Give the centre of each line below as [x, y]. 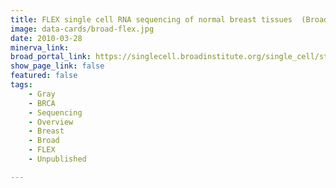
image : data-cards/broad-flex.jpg [82, 29]
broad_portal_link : [51, 57]
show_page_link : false [57, 66]
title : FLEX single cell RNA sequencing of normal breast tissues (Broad [169, 19]
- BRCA [42, 103]
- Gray [42, 94]
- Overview [51, 122]
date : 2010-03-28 [46, 38]
